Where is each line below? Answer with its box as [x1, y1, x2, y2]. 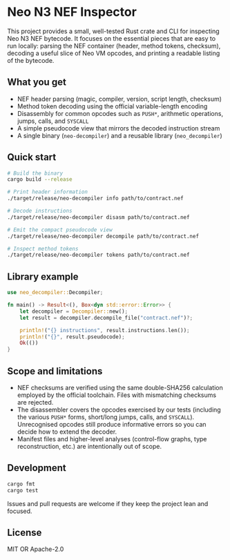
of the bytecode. [7, 56, 55, 64]
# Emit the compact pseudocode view [7, 226, 113, 233]
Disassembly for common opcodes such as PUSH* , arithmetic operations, [17, 109, 223, 117]
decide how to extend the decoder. [17, 427, 117, 436]
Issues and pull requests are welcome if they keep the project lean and [7, 499, 209, 508]
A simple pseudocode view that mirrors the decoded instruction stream [17, 124, 220, 132]
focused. [7, 507, 32, 515]
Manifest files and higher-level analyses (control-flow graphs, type [17, 434, 207, 443]
